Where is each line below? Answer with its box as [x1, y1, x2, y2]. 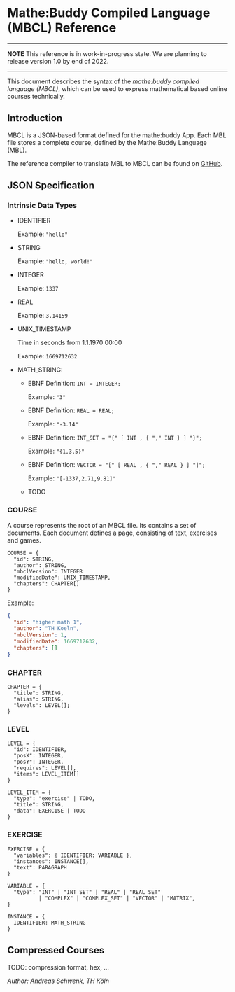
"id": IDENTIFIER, [13, 746, 68, 753]
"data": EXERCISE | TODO [13, 807, 86, 815]
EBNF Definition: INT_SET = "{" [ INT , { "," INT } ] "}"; [27, 433, 203, 442]
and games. [7, 536, 41, 544]
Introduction [7, 112, 63, 124]
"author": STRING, [13, 561, 68, 568]
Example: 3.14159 [17, 312, 69, 320]
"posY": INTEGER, [13, 758, 64, 766]
